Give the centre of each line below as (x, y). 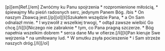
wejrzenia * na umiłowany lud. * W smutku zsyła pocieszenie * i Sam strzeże (83, 38)
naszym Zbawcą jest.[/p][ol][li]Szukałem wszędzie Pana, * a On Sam (75, 17)
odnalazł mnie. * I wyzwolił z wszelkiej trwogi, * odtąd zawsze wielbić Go (79, 22)
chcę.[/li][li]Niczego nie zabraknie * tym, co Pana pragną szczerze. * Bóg (80, 28)
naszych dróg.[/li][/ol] (27, 43)
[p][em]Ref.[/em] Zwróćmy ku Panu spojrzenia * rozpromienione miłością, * (82, 7)
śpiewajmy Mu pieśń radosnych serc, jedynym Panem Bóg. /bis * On (75, 12)
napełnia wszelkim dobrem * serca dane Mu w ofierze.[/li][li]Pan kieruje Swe (83, 33)
